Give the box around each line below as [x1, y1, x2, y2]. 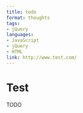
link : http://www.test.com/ [6, 54, 78, 60]
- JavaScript [6, 37, 39, 43]
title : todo [6, 9, 36, 15]
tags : [6, 20, 20, 26]
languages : [6, 32, 34, 38]
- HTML [6, 49, 23, 55]
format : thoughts [6, 15, 50, 21]
